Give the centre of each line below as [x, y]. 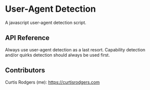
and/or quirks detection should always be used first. [57, 55]
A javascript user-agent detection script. [46, 22]
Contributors [25, 70]
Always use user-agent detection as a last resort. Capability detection [75, 49]
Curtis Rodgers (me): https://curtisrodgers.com [53, 82]
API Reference [27, 38]
